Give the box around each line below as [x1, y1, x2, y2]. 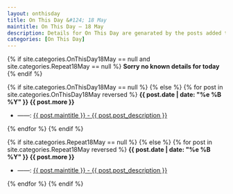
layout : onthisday [7, 10, 60, 17]
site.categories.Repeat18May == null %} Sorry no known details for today [7, 62, 220, 71]
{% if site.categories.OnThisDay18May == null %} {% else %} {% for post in [7, 83, 223, 91]
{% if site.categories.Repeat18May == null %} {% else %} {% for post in [7, 138, 213, 146]
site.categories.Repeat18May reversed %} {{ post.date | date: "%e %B [7, 145, 211, 154]
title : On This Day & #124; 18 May [7, 17, 107, 24]
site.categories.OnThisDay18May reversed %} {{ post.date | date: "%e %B [7, 91, 222, 99]
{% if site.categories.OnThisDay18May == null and [7, 55, 150, 63]
